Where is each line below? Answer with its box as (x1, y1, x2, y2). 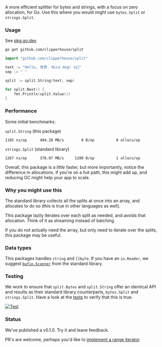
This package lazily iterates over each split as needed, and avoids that (5, 212, 146, 218)
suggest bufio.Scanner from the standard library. (5, 261, 103, 266)
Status (5, 316, 21, 323)
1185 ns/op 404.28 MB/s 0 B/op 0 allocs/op (5, 138, 140, 143)
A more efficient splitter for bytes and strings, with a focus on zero (5, 4, 138, 10)
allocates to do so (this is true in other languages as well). (5, 203, 121, 209)
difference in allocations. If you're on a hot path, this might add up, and (5, 169, 147, 175)
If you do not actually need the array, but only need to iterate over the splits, (5, 227, 157, 233)
